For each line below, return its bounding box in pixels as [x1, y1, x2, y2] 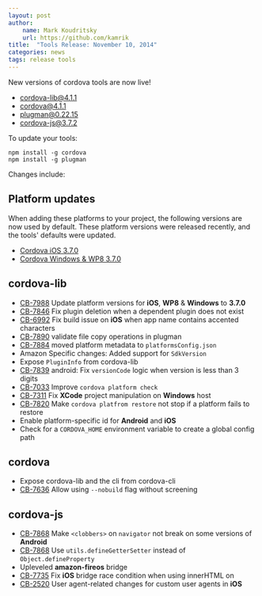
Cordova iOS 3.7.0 [19, 245, 79, 255]
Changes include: [8, 169, 66, 179]
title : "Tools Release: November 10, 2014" [8, 41, 158, 49]
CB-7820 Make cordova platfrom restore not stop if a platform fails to [19, 399, 250, 408]
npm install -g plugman [8, 155, 87, 163]
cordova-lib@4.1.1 [19, 93, 78, 102]
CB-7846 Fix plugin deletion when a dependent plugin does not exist [19, 306, 244, 316]
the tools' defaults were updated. [8, 230, 116, 240]
